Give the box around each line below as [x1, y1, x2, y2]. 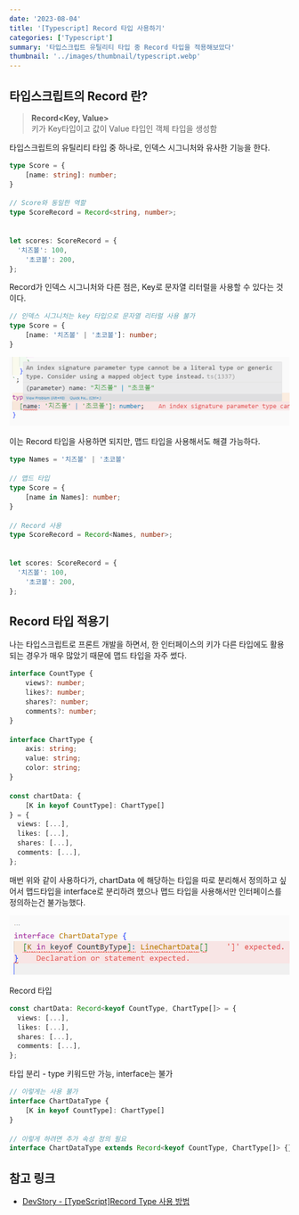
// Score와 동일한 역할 [9, 199, 86, 208]
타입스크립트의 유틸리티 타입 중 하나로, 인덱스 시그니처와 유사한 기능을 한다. [9, 142, 271, 153]
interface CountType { [9, 669, 93, 678]
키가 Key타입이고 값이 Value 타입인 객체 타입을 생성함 [30, 123, 218, 134]
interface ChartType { [9, 735, 93, 744]
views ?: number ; [25, 679, 86, 688]
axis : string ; [25, 745, 77, 754]
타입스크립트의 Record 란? [9, 88, 149, 103]
